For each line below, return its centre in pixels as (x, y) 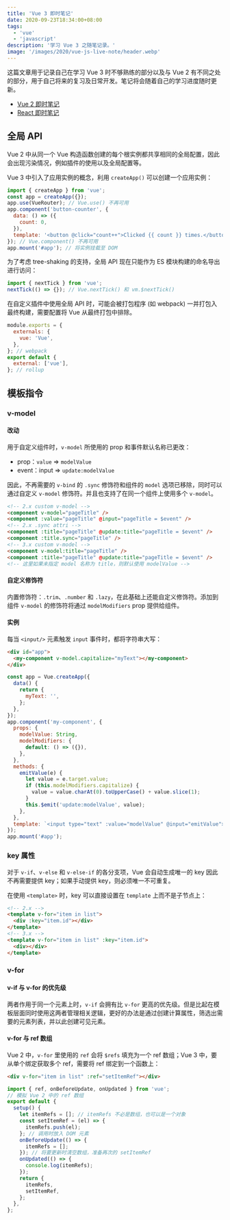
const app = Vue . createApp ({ (49, 677)
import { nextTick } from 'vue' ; (55, 283)
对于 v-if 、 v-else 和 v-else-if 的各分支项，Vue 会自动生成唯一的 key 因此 (113, 872)
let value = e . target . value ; (67, 779)
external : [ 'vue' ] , (41, 364)
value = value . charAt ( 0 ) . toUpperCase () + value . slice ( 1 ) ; (116, 792)
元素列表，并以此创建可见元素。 (64, 1021)
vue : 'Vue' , (36, 338)
